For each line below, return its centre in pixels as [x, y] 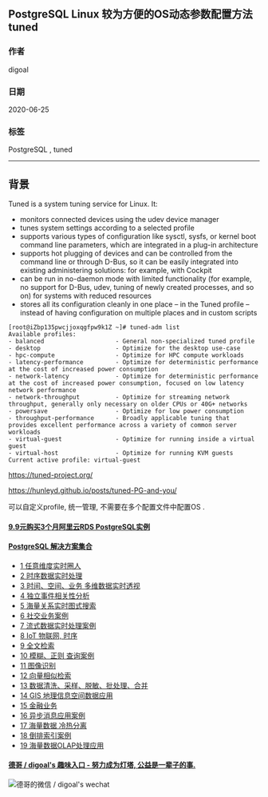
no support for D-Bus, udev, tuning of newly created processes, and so [137, 287]
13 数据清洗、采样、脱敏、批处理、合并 [84, 685]
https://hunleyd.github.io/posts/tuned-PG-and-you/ [93, 490]
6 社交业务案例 [44, 615]
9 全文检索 [37, 645]
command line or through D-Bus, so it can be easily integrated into [129, 262]
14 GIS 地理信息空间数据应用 [66, 695]
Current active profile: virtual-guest [75, 460]
